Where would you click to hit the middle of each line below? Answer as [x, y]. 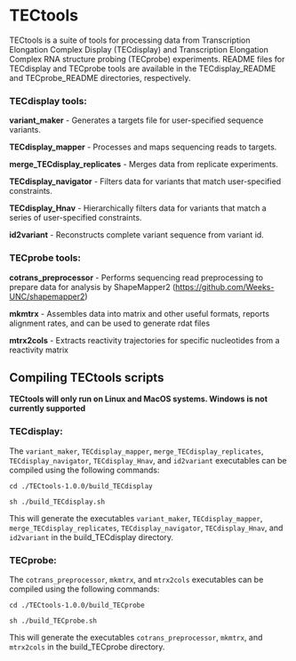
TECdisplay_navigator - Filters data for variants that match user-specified [145, 181]
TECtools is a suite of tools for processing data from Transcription [130, 40]
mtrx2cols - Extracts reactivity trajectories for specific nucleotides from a [144, 340]
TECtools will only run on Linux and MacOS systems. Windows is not [139, 399]
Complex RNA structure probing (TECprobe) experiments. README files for [147, 59]
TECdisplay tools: [48, 101]
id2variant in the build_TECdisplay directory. [92, 537]
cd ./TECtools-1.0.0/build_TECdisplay [81, 486]
